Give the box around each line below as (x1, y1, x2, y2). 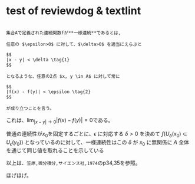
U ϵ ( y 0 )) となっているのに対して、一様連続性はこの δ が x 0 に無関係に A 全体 (6, 139, 190, 147)
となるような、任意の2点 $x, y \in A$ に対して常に (6, 73, 120, 79)
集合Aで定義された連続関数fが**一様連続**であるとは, (6, 29, 121, 36)
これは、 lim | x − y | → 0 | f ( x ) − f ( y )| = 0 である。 (6, 116, 114, 125)
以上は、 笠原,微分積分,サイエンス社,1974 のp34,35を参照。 (6, 159, 141, 166)
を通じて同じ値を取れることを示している (6, 147, 104, 154)
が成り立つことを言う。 (6, 105, 55, 111)
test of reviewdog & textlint (6, 4, 141, 18)
